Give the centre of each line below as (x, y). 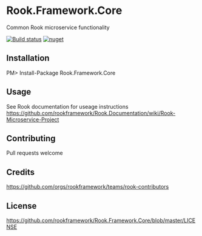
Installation (28, 58)
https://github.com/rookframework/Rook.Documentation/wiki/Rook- (91, 113)
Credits (21, 172)
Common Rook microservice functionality (58, 27)
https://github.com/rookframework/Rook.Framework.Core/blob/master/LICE (101, 220)
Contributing (31, 138)
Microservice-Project (33, 120)
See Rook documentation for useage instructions (67, 106)
